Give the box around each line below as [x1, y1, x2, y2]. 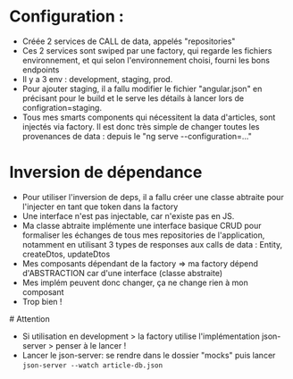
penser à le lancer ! [55, 340, 127, 350]
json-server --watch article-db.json [21, 360, 163, 370]
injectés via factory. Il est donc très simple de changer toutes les [21, 121, 260, 131]
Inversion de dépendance [9, 163, 203, 182]
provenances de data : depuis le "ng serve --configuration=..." [21, 131, 253, 141]
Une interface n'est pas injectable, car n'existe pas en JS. [21, 210, 235, 221]
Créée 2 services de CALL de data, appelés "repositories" [21, 36, 236, 46]
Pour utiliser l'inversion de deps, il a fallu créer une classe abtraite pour [21, 191, 284, 202]
